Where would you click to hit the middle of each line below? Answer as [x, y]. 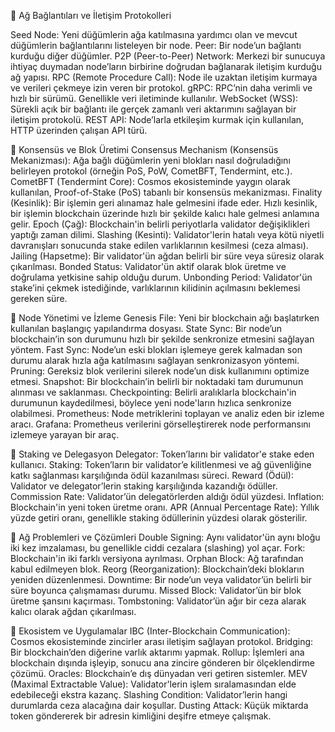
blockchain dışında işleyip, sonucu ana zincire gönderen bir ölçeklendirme [163, 663]
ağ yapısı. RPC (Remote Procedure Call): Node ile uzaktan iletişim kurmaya [164, 77]
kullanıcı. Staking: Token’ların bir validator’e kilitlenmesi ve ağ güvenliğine [161, 464]
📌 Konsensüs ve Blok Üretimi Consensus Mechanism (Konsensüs [144, 149]
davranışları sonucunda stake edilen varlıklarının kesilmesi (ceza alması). [159, 245]
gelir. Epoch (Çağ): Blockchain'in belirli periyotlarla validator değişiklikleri [160, 224]
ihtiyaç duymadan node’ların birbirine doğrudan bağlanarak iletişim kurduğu [166, 66]
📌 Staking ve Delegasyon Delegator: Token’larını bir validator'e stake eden [162, 454]
